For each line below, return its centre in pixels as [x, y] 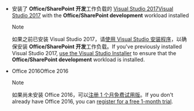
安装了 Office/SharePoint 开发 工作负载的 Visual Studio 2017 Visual [93, 9]
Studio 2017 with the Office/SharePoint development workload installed [100, 15]
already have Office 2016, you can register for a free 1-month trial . [92, 102]
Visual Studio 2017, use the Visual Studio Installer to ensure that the [94, 53]
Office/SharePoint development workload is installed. [78, 59]
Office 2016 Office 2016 [40, 71]
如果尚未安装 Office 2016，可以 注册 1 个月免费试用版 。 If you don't [93, 95]
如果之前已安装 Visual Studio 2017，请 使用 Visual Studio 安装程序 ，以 [97, 39]
